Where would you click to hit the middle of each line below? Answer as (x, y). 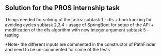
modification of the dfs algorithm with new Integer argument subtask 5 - (77, 30)
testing (12, 35)
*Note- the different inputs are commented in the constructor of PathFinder (80, 44)
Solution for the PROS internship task (62, 8)
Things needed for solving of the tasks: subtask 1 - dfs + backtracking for (78, 19)
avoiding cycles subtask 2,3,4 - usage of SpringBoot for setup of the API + (80, 25)
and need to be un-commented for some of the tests (57, 49)
